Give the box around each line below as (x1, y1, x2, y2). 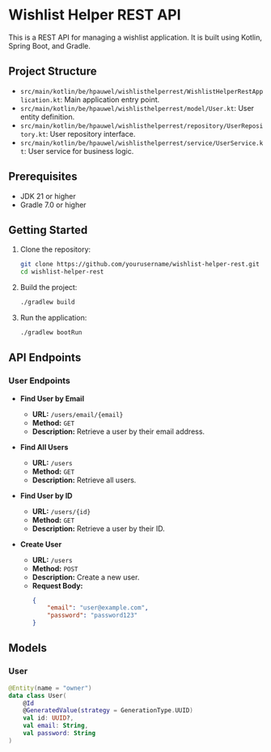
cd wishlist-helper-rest (19, 268, 104, 276)
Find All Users (19, 442, 69, 452)
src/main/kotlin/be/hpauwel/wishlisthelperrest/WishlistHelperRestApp (19, 87, 264, 96)
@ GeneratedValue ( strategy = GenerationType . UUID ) (23, 707, 194, 715)
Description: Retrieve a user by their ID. (32, 524, 166, 533)
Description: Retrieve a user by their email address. (32, 427, 205, 436)
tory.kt (19, 130, 46, 138)
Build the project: (19, 283, 78, 292)
